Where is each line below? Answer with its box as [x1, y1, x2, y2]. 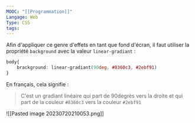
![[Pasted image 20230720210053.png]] [6, 110, 105, 117]
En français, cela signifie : [6, 80, 69, 88]
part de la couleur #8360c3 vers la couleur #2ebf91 [20, 98, 142, 105]
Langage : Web [6, 14, 38, 20]
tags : [6, 25, 19, 31]
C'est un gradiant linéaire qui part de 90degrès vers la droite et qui [20, 92, 183, 99]
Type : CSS [6, 20, 31, 25]
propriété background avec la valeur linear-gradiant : [6, 48, 136, 55]
